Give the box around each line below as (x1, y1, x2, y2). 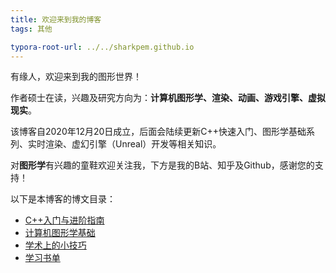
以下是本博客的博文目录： (10, 193, 116, 205)
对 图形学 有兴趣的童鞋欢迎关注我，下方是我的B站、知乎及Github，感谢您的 (10, 159, 315, 171)
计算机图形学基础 (24, 227, 96, 239)
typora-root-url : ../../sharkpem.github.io (10, 42, 195, 52)
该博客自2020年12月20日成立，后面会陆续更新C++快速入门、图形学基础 (10, 126, 307, 138)
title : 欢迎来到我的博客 (10, 14, 102, 25)
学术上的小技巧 (24, 239, 87, 251)
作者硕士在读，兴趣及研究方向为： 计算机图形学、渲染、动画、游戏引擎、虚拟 (10, 92, 326, 104)
